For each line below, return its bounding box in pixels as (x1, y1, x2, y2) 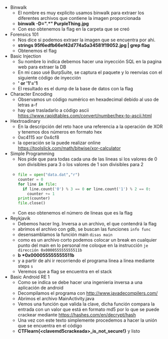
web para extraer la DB (17, 64, 66, 70)
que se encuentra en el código (17, 323, 83, 329)
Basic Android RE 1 (10, 274, 50, 280)
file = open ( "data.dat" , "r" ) (17, 172, 80, 177)
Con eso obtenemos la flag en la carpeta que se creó (17, 26, 130, 32)
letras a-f (17, 102, 37, 108)
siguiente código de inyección (17, 75, 81, 81)
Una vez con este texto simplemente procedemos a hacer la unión (17, 317, 157, 323)
